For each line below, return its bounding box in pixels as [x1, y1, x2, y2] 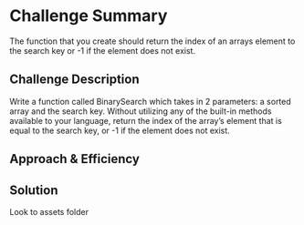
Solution [9, 182, 58, 198]
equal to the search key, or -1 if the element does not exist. [9, 125, 230, 136]
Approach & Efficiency [9, 151, 140, 167]
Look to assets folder [9, 206, 89, 217]
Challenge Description [9, 72, 140, 87]
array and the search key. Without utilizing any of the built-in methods [9, 106, 272, 117]
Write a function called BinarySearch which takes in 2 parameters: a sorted [9, 96, 292, 107]
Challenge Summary [9, 5, 168, 26]
